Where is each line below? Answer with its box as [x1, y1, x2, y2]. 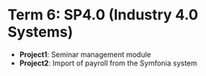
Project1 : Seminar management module [19, 49, 151, 59]
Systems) [7, 23, 74, 41]
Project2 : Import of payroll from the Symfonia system [19, 58, 198, 68]
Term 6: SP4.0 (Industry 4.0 [7, 6, 199, 24]
